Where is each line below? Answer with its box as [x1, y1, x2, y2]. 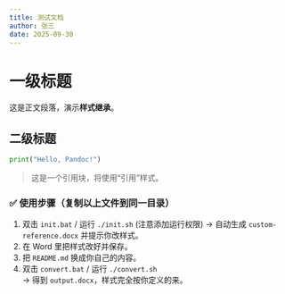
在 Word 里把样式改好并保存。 [21, 241, 133, 252]
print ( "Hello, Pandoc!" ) [9, 155, 102, 164]
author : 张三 [9, 21, 55, 30]
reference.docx [21, 231, 79, 241]
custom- [248, 221, 277, 230]
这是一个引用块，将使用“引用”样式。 [30, 172, 164, 183]
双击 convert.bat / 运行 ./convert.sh [21, 264, 158, 274]
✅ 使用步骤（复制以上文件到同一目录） [9, 197, 175, 209]
